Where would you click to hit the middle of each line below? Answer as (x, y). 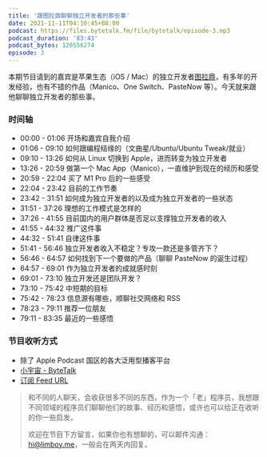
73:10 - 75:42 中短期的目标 (64, 288)
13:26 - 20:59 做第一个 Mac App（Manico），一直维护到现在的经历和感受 (139, 168)
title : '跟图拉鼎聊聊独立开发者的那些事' (69, 16)
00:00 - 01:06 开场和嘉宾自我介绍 (75, 138)
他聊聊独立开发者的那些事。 (54, 96)
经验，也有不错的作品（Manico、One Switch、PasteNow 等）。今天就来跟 (136, 86)
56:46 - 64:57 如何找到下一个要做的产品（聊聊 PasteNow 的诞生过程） (136, 259)
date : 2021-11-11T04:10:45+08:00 (64, 23)
